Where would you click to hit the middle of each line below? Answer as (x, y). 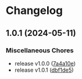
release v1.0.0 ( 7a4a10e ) (45, 63)
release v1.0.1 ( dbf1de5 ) (44, 70)
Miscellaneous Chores (40, 50)
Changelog (34, 11)
